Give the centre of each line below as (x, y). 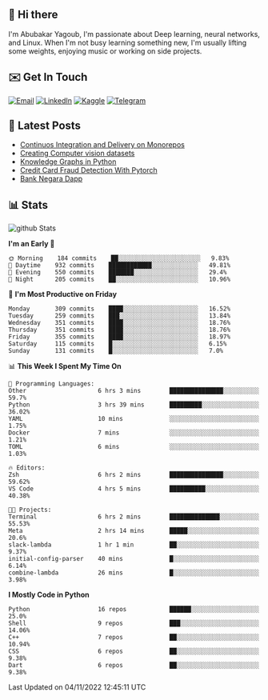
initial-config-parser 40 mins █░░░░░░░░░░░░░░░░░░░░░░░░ (134, 559)
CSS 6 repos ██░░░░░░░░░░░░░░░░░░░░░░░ (134, 652)
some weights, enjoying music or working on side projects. (105, 51)
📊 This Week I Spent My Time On (65, 366)
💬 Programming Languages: (51, 384)
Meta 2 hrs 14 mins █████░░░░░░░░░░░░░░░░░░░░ (134, 531)
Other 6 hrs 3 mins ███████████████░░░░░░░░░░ (134, 391)
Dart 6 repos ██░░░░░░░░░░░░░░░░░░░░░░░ (134, 666)
